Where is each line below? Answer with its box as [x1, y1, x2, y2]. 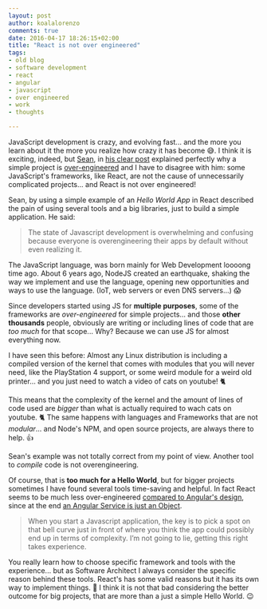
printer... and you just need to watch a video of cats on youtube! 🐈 [8, 376, 226, 386]
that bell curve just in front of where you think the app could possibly [27, 525, 254, 534]
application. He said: [8, 213, 76, 221]
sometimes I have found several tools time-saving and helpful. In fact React [8, 484, 256, 493]
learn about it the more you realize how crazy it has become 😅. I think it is [8, 145, 252, 155]
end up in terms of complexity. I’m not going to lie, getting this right [27, 533, 249, 543]
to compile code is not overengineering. [8, 460, 139, 469]
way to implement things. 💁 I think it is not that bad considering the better [8, 583, 249, 592]
